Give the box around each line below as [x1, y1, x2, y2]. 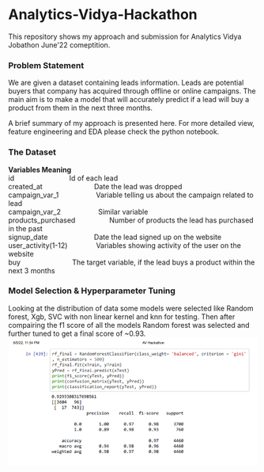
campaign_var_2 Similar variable [8, 207, 149, 216]
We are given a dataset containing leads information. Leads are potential [8, 78, 244, 88]
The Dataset [8, 147, 57, 158]
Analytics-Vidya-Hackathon [8, 6, 198, 24]
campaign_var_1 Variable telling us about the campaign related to [8, 190, 255, 200]
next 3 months [8, 265, 55, 275]
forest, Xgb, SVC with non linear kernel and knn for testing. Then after [8, 311, 236, 322]
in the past [8, 223, 43, 233]
